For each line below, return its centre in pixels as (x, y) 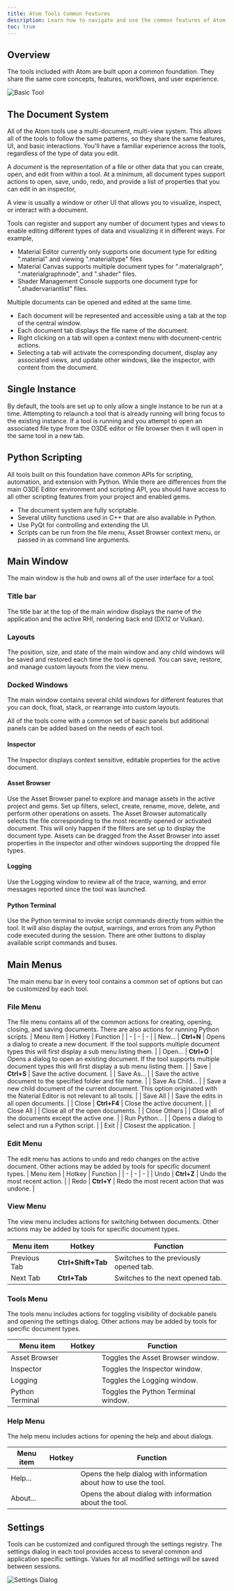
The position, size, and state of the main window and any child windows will (116, 652)
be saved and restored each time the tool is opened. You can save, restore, (115, 659)
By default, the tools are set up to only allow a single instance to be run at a (115, 406)
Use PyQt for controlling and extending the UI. (83, 525)
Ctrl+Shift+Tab (83, 1262)
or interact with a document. (48, 210)
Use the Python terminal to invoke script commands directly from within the (116, 920)
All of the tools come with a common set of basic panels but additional (108, 721)
